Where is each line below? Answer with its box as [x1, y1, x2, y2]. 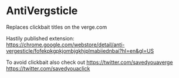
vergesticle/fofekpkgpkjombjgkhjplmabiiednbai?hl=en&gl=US [6, 47, 154, 54]
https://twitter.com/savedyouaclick [6, 65, 90, 72]
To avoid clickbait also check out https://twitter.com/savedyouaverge [6, 59, 173, 66]
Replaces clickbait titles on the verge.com [6, 23, 107, 30]
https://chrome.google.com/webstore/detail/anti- [6, 41, 125, 48]
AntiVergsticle [6, 4, 78, 18]
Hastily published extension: [6, 35, 75, 42]
